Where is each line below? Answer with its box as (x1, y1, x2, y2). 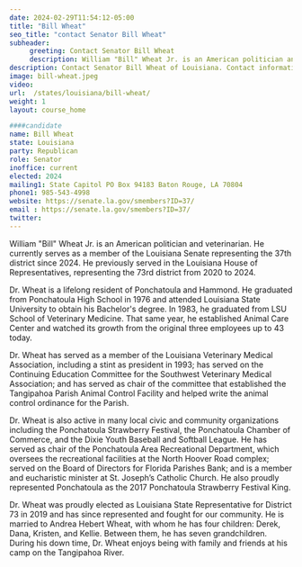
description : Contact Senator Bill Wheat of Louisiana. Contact (9, 64, 255, 73)
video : (9, 80, 34, 89)
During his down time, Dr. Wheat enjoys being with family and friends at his (9, 537, 288, 548)
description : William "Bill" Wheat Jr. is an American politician (29, 55, 283, 64)
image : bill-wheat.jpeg (9, 72, 99, 81)
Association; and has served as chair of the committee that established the (9, 378, 287, 389)
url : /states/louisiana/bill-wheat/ (9, 88, 151, 97)
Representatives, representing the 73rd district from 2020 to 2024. (9, 266, 256, 277)
